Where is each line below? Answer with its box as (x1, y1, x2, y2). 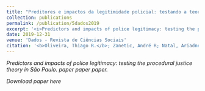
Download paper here (6, 77, 62, 85)
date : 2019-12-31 (6, 32, 51, 38)
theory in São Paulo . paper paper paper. (6, 66, 108, 73)
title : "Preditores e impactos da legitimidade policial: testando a (6, 8, 187, 15)
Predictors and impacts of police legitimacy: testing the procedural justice (6, 59, 193, 67)
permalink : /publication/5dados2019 (6, 20, 99, 26)
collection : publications (6, 15, 72, 21)
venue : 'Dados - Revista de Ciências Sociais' (6, 37, 127, 43)
